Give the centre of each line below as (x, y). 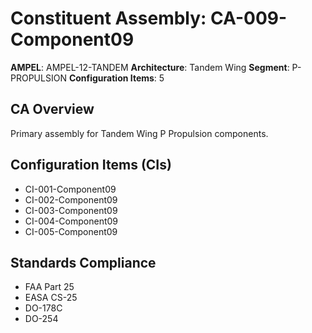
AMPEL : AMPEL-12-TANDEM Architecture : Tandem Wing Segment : (150, 67)
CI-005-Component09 (71, 231)
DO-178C (43, 308)
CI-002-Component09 (71, 199)
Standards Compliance (83, 262)
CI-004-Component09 (71, 221)
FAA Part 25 (49, 287)
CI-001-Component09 (70, 189)
